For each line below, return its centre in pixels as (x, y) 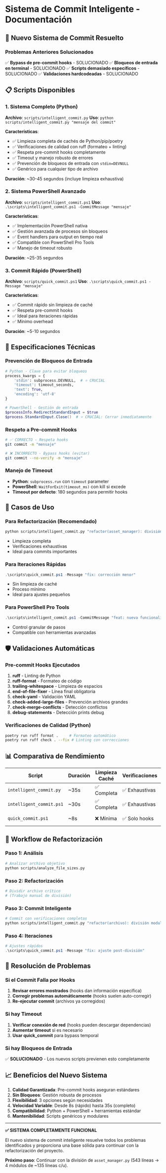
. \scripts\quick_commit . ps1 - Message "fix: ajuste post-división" (75, 950)
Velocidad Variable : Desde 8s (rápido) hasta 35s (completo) (74, 1105)
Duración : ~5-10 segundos (33, 332)
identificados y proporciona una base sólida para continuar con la (72, 1145)
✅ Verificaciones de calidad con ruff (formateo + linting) (69, 146)
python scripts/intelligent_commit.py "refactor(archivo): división (77, 923)
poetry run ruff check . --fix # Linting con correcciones (67, 740)
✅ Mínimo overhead (33, 322)
